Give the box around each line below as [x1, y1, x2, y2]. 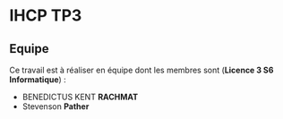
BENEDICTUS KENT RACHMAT [21, 91, 139, 102]
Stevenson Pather [21, 101, 90, 112]
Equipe [9, 41, 49, 56]
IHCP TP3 [9, 5, 82, 26]
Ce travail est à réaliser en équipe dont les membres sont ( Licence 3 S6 [9, 64, 274, 75]
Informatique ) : [9, 74, 67, 85]
